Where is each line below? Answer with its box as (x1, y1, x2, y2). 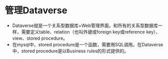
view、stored (12, 35, 40, 41)
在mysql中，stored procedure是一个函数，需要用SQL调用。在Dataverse (12, 41, 163, 47)
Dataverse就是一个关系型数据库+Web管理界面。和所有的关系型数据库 (12, 22, 158, 28)
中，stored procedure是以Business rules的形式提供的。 (12, 48, 129, 54)
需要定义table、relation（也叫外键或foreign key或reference (21, 28, 145, 35)
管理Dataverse (5, 5, 67, 16)
